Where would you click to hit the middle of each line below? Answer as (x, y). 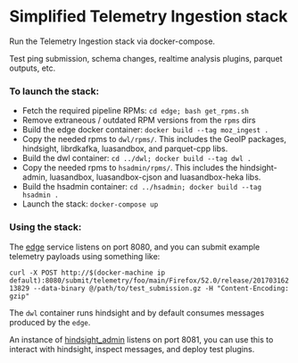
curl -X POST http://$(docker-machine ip (87, 273)
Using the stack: (46, 227)
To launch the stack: (54, 91)
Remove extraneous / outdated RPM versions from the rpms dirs (139, 120)
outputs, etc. (33, 68)
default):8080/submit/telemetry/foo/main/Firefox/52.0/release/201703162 (149, 280)
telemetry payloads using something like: (85, 256)
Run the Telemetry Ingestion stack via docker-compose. (112, 41)
